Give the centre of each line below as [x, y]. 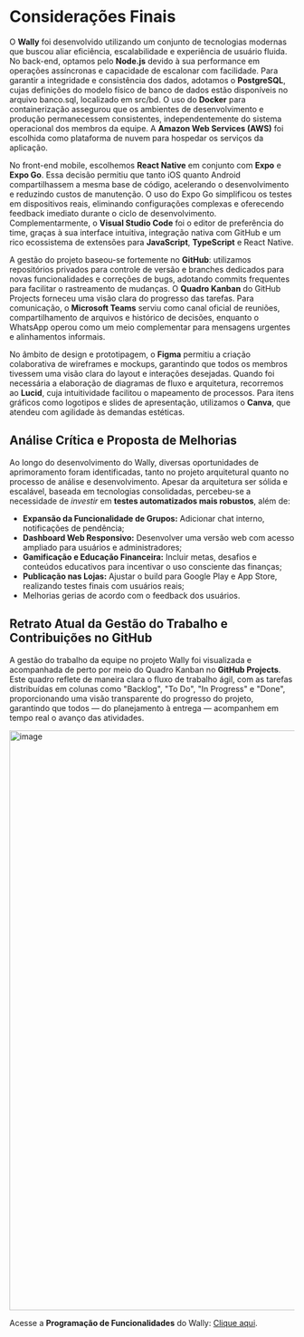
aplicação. [28, 148]
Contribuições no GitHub [81, 638]
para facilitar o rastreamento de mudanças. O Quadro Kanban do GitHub [145, 288]
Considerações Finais [93, 17]
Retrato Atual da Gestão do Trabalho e [119, 624]
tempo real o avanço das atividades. [77, 717]
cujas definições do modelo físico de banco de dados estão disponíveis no [149, 90]
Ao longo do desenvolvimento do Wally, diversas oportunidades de [134, 462]
